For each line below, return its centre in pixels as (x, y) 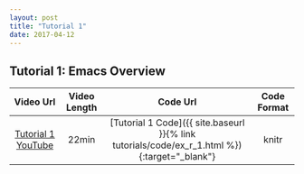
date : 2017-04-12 (42, 34)
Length (82, 107)
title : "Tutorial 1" (48, 26)
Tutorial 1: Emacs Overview (87, 71)
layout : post (34, 18)
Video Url (35, 102)
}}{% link (177, 134)
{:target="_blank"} (177, 157)
